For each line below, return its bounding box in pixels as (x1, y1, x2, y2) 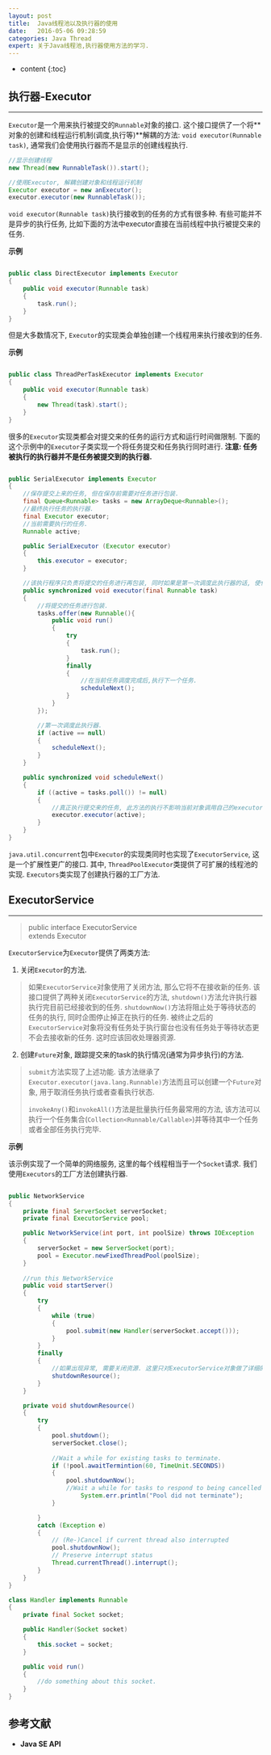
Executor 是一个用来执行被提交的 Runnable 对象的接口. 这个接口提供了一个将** (8, 120, 261, 129)
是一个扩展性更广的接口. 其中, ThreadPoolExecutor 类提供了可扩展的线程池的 (8, 859, 258, 869)
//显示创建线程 (8, 156, 52, 164)
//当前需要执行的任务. (23, 520, 89, 528)
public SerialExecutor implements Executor (8, 474, 157, 483)
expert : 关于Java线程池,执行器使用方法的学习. (8, 42, 149, 50)
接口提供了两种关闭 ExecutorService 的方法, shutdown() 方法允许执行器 (27, 991, 257, 1002)
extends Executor (27, 931, 87, 941)
